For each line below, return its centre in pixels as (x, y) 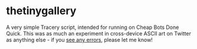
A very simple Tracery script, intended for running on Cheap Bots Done (93, 27)
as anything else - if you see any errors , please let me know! (80, 40)
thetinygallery (41, 11)
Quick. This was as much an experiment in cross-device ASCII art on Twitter (99, 33)
